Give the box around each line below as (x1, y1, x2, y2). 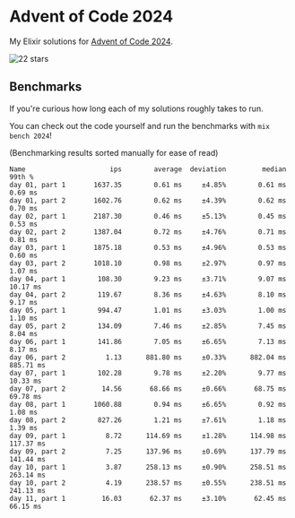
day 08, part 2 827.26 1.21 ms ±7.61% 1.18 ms (9, 415, 287, 425)
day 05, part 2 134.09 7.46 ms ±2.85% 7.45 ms (9, 321, 287, 331)
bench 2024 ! (9, 130, 52, 141)
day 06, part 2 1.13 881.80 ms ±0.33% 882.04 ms (9, 352, 287, 362)
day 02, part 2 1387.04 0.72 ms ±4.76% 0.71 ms (9, 227, 287, 237)
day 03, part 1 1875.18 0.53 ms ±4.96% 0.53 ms (9, 243, 287, 252)
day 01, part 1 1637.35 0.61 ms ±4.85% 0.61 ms (9, 180, 287, 189)
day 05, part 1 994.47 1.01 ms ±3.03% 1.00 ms (9, 306, 287, 315)
